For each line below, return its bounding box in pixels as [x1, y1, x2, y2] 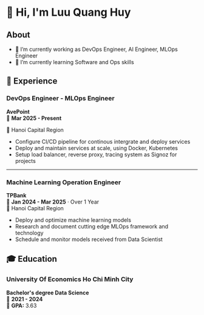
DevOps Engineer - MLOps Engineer [6, 94, 115, 102]
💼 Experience [6, 76, 58, 87]
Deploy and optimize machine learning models [15, 216, 132, 224]
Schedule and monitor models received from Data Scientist [15, 236, 163, 243]
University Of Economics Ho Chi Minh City [6, 275, 134, 283]
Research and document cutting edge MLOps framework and [15, 222, 169, 230]
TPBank [6, 191, 27, 199]
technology [15, 229, 44, 236]
